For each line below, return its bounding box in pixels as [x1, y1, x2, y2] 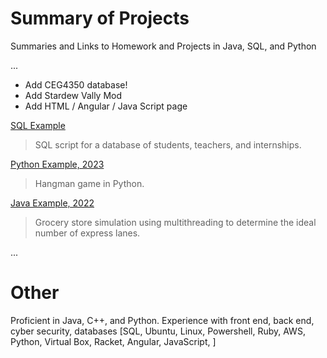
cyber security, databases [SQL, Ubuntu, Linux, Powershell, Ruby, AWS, [10, 325, 306, 337]
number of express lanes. [34, 227, 141, 239]
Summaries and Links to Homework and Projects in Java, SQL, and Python [10, 40, 317, 52]
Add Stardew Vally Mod [24, 89, 123, 101]
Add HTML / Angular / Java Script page [24, 100, 188, 112]
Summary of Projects [10, 7, 190, 30]
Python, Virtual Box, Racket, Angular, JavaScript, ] [10, 335, 217, 347]
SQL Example [10, 119, 66, 131]
